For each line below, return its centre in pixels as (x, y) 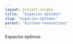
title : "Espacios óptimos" (34, 14)
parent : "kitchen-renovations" (37, 23)
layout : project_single (29, 9)
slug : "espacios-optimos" (31, 18)
